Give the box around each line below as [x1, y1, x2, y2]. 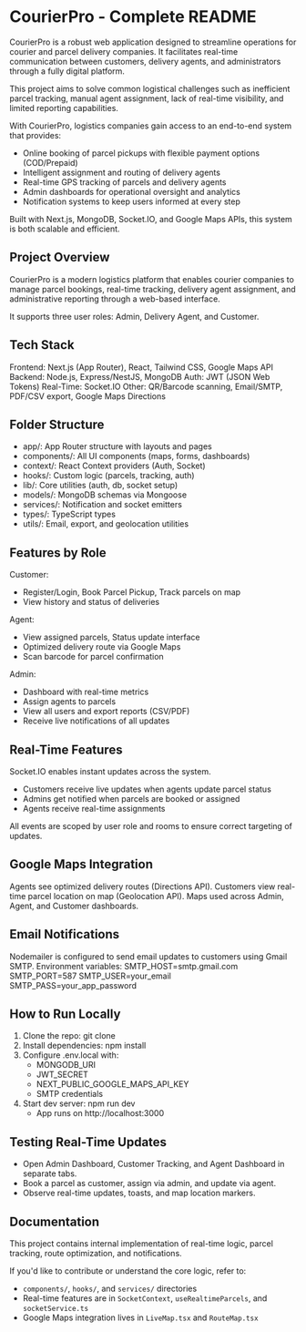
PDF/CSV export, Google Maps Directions [9, 390, 167, 402]
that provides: [9, 129, 62, 140]
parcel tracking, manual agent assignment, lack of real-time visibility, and [9, 93, 284, 104]
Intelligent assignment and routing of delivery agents [22, 167, 221, 178]
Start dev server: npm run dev [22, 1098, 136, 1109]
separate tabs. [22, 1168, 77, 1179]
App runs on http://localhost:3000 [36, 1108, 165, 1119]
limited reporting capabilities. [9, 102, 118, 113]
